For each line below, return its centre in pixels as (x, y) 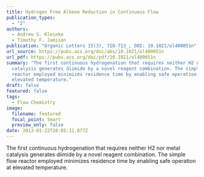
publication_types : (31, 18)
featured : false (27, 91)
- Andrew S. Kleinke (38, 35)
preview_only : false (38, 125)
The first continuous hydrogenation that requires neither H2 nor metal (93, 148)
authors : (17, 29)
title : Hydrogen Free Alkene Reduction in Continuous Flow (83, 12)
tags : (13, 97)
